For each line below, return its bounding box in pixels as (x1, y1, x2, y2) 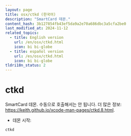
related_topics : (5, 30, 39, 35)
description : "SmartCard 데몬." (5, 16, 71, 21)
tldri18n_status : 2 (5, 63, 46, 68)
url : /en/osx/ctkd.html (14, 40, 64, 45)
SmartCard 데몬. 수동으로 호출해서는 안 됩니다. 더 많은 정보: (5, 102, 122, 108)
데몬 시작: (12, 118, 31, 124)
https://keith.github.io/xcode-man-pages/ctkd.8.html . (5, 107, 115, 113)
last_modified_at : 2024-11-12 (5, 26, 68, 31)
